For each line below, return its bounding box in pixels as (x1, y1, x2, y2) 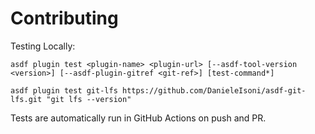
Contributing (10, 7, 119, 30)
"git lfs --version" (46, 94, 132, 104)
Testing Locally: (10, 40, 76, 52)
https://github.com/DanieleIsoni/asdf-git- (121, 85, 307, 96)
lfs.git (10, 94, 43, 104)
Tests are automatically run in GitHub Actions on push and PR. (10, 112, 267, 124)
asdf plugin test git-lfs (10, 85, 118, 96)
